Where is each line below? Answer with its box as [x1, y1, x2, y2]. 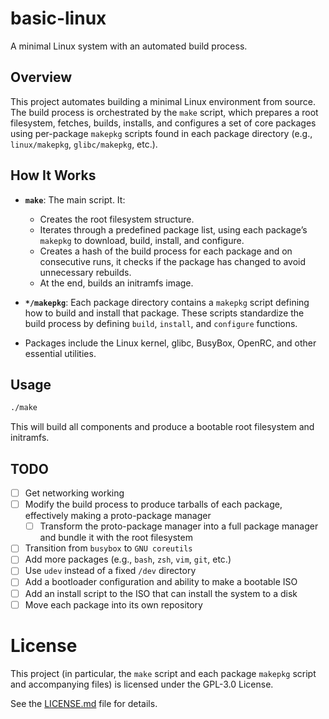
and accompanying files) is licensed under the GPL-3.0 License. [10, 678, 274, 690]
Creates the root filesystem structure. [39, 213, 195, 225]
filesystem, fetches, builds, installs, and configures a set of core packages [10, 117, 317, 129]
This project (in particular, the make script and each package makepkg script [10, 667, 317, 679]
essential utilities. [24, 347, 97, 359]
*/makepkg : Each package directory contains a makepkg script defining [24, 296, 310, 308]
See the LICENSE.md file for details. [10, 697, 158, 709]
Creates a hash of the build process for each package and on [39, 245, 293, 257]
